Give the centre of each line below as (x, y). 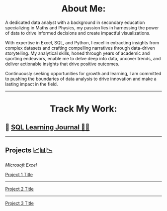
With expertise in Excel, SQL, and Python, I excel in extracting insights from (82, 42)
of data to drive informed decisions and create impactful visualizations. (78, 33)
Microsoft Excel (21, 165)
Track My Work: (83, 109)
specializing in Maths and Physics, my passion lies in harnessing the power (82, 27)
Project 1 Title (19, 174)
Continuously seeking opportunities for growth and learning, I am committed (83, 73)
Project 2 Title (19, 189)
